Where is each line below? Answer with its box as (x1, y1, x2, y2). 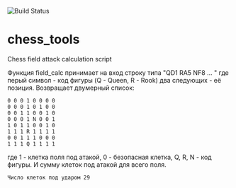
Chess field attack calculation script (7, 54, 112, 63)
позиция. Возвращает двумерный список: (7, 83, 135, 92)
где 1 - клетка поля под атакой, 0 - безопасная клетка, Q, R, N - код (7, 153, 212, 161)
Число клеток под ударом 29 (7, 174, 91, 181)
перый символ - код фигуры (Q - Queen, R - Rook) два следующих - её (7, 76, 222, 84)
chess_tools (7, 32, 80, 47)
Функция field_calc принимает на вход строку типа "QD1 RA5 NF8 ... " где (7, 68, 229, 77)
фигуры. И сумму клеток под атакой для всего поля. (7, 160, 167, 169)
